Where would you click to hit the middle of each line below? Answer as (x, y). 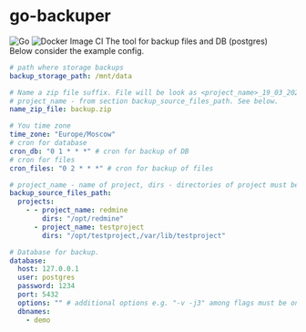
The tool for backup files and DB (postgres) (187, 41)
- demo (38, 320)
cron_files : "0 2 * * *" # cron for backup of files (112, 168)
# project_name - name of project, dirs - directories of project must (148, 185)
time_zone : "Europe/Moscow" (63, 135)
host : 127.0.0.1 (48, 269)
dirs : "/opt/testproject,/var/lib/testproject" (134, 235)
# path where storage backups (67, 67)
